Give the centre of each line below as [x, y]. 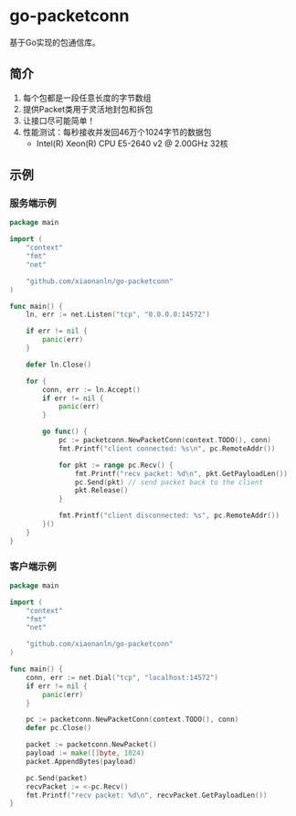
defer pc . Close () [59, 728]
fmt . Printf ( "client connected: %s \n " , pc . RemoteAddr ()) [167, 449]
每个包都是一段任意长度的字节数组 [87, 98]
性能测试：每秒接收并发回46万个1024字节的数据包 [117, 132]
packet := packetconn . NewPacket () [91, 745]
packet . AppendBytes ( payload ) [81, 761]
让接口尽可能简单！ [59, 121]
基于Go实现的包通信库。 [55, 42]
